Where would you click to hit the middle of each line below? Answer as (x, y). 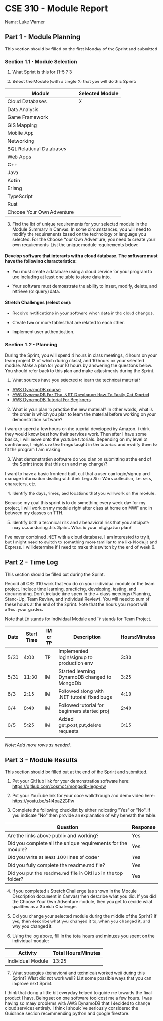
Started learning (77, 671)
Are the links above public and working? (53, 836)
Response (144, 827)
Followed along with (81, 691)
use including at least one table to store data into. (61, 277)
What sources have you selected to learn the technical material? (76, 380)
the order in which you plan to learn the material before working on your (84, 414)
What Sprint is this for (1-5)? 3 (42, 72)
